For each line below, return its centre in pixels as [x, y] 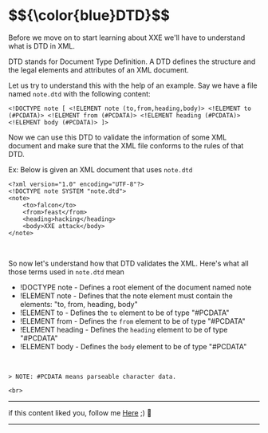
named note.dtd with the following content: [79, 93]
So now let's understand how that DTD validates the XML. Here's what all [128, 263]
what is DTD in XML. [42, 45]
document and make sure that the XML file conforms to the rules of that [126, 145]
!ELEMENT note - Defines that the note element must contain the [126, 295]
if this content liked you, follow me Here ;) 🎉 [80, 412]
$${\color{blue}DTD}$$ [89, 16]
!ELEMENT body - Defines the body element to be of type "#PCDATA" [133, 346]
